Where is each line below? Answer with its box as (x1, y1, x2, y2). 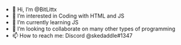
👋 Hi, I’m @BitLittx (12, 6, 57, 13)
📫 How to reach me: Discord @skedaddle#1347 (12, 32, 132, 39)
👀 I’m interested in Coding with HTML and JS (12, 12, 125, 19)
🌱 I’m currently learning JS (12, 19, 79, 26)
